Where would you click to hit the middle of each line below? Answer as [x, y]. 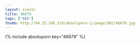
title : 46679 [18, 14]
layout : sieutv [20, 9]
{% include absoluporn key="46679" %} [45, 37]
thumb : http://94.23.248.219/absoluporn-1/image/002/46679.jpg [70, 23]
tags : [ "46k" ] [19, 18]
